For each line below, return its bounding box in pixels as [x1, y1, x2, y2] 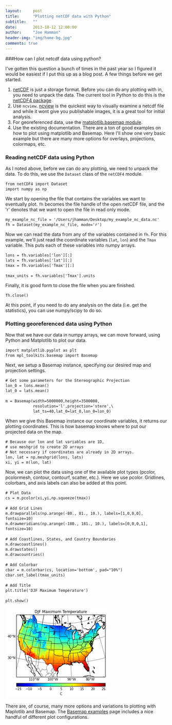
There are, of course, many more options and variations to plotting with [5, 703, 156, 709]
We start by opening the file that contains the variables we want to [5, 196, 146, 202]
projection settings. [5, 367, 46, 374]
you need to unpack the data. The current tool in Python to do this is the [12, 91, 165, 98]
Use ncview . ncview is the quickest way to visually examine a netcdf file [12, 103, 164, 109]
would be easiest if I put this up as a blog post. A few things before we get [5, 71, 162, 77]
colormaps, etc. [12, 141, 46, 147]
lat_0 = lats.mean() [5, 388, 50, 394]
